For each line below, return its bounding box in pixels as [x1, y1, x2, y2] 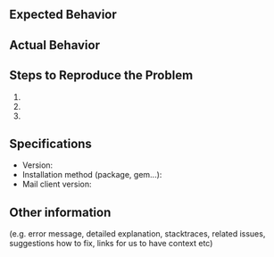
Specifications [9, 136, 92, 151]
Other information [9, 204, 112, 220]
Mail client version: [21, 178, 92, 190]
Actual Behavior [9, 37, 101, 53]
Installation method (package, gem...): [21, 170, 162, 180]
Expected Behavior [9, 7, 118, 22]
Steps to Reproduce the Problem [9, 68, 194, 83]
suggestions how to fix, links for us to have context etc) [9, 238, 213, 249]
